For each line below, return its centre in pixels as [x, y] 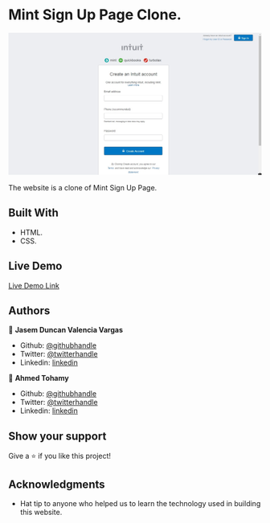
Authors [29, 311]
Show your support [57, 436]
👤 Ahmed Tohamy [39, 378]
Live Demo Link [34, 285]
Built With [33, 213]
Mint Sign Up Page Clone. [95, 15]
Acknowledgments [57, 484]
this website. [41, 512]
